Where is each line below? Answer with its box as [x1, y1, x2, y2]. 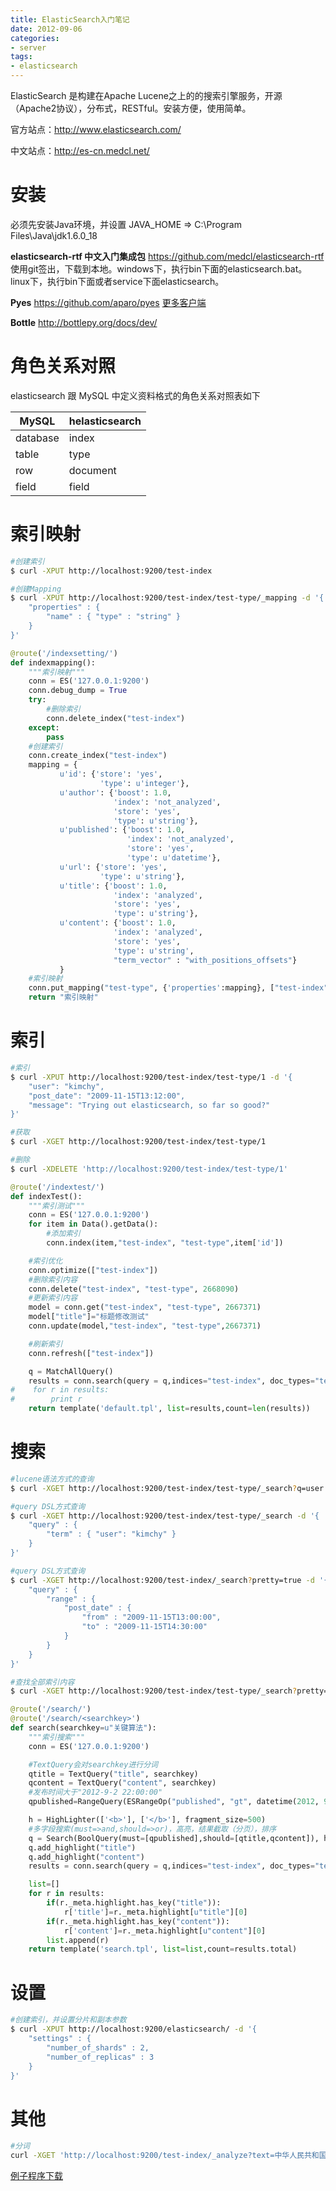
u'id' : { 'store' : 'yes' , [59, 769, 163, 780]
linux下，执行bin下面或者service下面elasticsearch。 [10, 275, 225, 287]
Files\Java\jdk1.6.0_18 [10, 229, 98, 241]
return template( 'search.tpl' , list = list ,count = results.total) [28, 1944, 298, 1955]
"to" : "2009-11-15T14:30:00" [81, 1622, 208, 1632]
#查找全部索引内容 [10, 1677, 75, 1687]
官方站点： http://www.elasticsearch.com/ [10, 124, 182, 135]
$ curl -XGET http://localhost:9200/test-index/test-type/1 [10, 1137, 267, 1147]
